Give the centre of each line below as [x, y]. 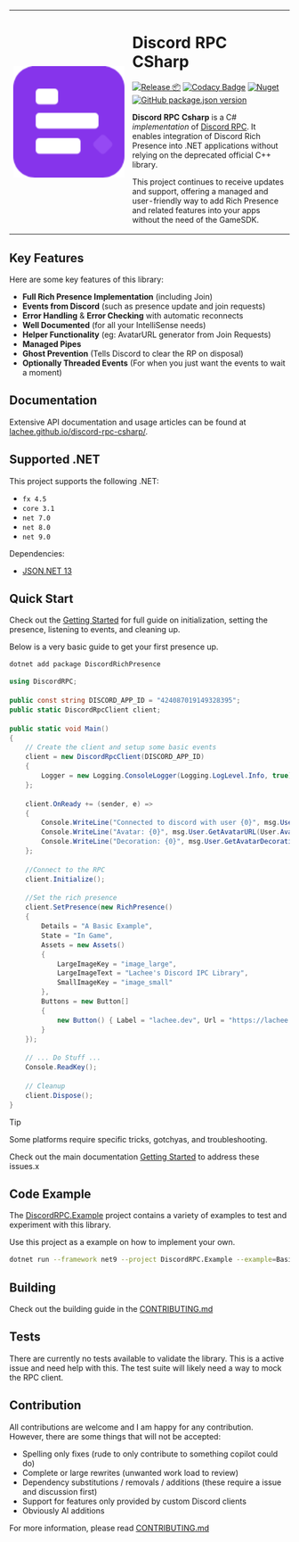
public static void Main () [59, 729]
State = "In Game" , [77, 936]
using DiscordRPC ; [43, 682]
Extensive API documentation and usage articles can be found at [128, 422]
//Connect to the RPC [65, 870]
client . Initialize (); [65, 879]
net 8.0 [36, 527]
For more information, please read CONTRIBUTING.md [109, 1528]
